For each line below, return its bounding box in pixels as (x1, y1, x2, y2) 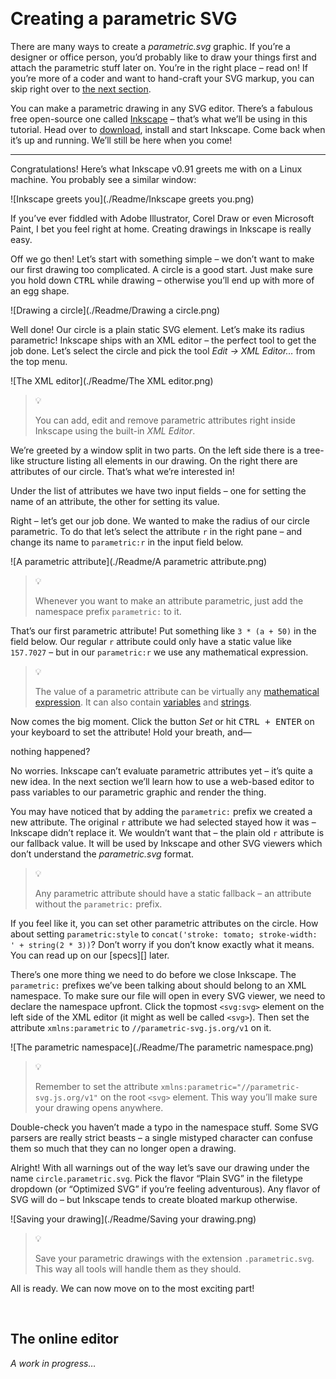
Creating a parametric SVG (10, 8, 238, 30)
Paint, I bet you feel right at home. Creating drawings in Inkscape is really (10, 223, 312, 235)
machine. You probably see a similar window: (10, 173, 197, 185)
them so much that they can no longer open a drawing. (10, 1142, 237, 1154)
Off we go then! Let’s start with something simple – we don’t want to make (10, 253, 315, 265)
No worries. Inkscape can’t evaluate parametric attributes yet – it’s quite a (10, 764, 313, 777)
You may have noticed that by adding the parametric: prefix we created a (10, 805, 313, 817)
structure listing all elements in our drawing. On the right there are (26, 454, 298, 467)
